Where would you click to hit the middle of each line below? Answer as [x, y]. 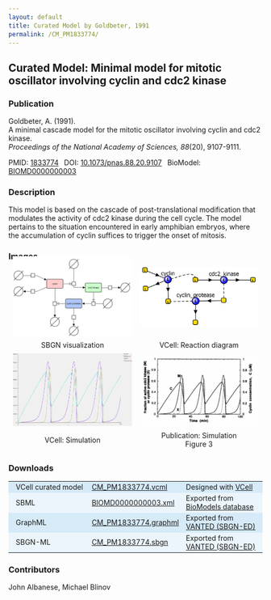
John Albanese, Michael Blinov [60, 587]
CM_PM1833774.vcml [129, 487]
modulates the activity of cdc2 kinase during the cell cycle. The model [125, 218]
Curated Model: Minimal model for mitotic [115, 68]
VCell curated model [49, 487]
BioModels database [220, 507]
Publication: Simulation [199, 436]
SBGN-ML [33, 543]
